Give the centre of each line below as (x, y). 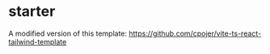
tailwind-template (38, 41)
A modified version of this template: (68, 33)
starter (32, 12)
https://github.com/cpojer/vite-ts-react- (195, 33)
